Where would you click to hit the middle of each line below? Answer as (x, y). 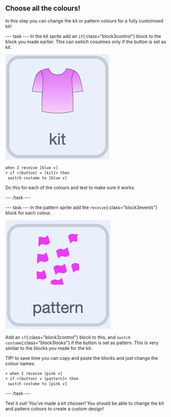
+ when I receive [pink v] (34, 373)
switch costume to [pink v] (37, 384)
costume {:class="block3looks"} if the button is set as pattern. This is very (82, 343)
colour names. (20, 363)
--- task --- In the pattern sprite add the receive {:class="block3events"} (81, 207)
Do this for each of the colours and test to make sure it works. (70, 187)
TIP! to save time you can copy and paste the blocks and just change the (82, 358)
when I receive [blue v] (32, 168)
